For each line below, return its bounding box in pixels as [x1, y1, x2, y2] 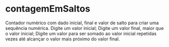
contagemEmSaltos [5, 3, 90, 15]
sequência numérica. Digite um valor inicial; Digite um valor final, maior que [5, 25, 164, 31]
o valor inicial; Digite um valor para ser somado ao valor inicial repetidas [5, 30, 157, 36]
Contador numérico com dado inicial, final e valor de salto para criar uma [5, 20, 159, 26]
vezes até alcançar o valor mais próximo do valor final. [5, 36, 120, 42]
